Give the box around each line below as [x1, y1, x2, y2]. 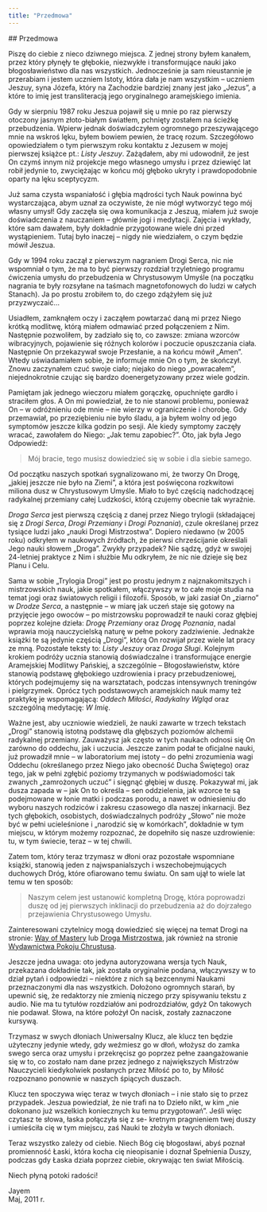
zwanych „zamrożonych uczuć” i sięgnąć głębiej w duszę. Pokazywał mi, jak [8, 776, 258, 787]
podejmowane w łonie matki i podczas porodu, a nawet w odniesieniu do [8, 794, 246, 803]
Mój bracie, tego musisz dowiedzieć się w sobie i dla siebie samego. [27, 454, 252, 463]
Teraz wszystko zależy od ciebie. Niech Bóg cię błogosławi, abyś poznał [8, 1138, 246, 1148]
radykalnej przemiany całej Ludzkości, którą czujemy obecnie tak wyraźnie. [8, 494, 256, 504]
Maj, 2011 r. [8, 1194, 45, 1204]
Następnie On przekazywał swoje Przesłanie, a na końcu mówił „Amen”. [8, 347, 243, 356]
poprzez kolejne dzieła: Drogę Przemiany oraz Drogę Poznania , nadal [8, 618, 236, 628]
